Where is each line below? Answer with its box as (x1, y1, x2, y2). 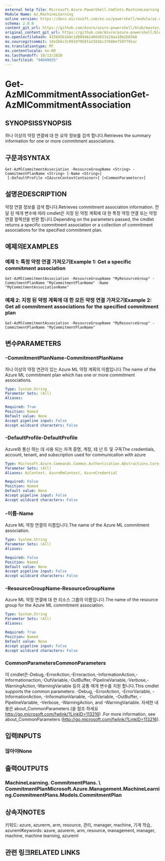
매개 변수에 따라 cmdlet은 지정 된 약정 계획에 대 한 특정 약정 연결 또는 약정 (15, 210, 157, 216)
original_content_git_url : (5, 30, 60, 35)
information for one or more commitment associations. (5, 138, 115, 144)
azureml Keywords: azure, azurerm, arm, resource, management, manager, (5, 828, 156, 833)
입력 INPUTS (5, 732, 42, 740)
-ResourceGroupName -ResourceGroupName (5, 585, 115, 592)
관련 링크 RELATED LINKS (5, 848, 80, 857)
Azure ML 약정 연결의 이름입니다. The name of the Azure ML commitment (5, 522, 150, 528)
